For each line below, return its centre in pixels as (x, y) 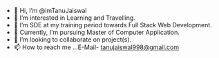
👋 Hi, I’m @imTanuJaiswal (50, 11)
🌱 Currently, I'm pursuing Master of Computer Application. (96, 32)
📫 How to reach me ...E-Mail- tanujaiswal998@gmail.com (96, 47)
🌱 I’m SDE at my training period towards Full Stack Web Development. (113, 25)
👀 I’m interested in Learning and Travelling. (75, 18)
